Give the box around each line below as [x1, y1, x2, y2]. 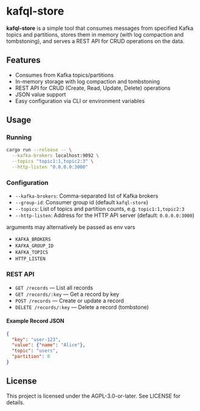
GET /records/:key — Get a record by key [15, 290, 120, 298]
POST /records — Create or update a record [15, 297, 125, 304]
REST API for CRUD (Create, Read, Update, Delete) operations [15, 84, 171, 91]
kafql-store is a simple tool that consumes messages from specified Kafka [6, 24, 193, 32]
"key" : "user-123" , [12, 337, 61, 343]
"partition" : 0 [12, 354, 50, 360]
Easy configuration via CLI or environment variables [15, 97, 145, 104]
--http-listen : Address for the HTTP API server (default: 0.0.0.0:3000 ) [15, 212, 195, 219]
